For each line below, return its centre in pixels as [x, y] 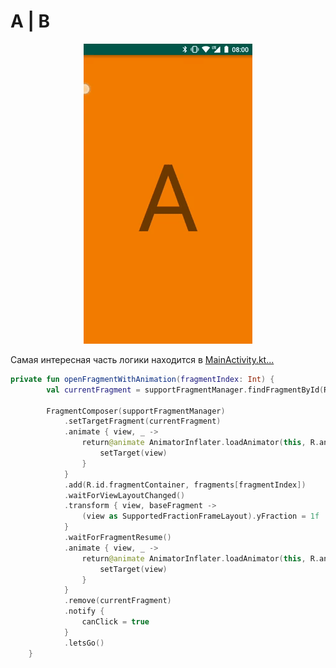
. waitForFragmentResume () [117, 538]
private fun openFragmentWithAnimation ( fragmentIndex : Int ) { [142, 379]
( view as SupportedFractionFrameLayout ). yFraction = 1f [200, 516]
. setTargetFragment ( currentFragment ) [142, 421]
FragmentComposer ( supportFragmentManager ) [136, 411]
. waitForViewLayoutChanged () [124, 495]
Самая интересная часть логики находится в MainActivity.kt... [142, 359]
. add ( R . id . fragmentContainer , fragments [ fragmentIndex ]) [185, 485]
